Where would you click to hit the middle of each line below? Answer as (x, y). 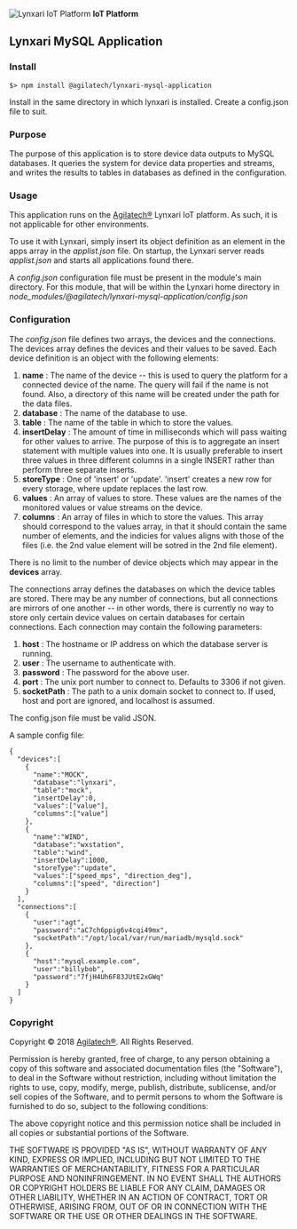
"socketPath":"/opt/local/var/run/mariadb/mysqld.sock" (138, 938)
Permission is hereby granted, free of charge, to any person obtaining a (140, 1058)
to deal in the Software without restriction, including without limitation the (143, 1077)
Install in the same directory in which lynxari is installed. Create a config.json (149, 101)
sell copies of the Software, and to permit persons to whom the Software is (146, 1097)
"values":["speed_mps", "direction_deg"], (112, 875)
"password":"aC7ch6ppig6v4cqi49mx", (100, 930)
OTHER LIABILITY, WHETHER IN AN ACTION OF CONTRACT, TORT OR (138, 1197)
